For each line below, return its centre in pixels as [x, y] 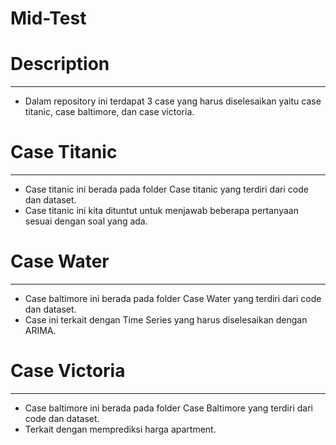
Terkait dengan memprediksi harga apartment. [120, 429]
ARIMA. [40, 330]
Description [60, 64]
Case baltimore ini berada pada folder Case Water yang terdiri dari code [173, 298]
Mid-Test [48, 18]
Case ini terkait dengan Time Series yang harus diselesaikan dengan [166, 320]
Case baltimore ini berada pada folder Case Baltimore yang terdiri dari [168, 408]
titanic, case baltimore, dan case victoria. [109, 112]
